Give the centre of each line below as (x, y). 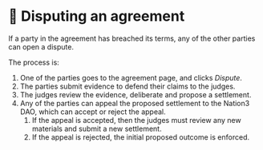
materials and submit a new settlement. (97, 128)
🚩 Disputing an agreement (97, 16)
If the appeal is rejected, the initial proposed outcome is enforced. (141, 137)
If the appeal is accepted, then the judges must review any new (137, 120)
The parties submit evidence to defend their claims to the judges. (127, 86)
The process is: (34, 62)
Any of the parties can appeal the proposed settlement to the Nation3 (135, 103)
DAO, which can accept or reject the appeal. (93, 112)
